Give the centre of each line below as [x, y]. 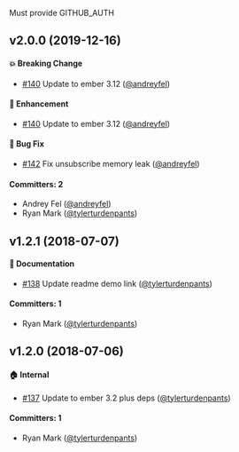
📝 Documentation [42, 264]
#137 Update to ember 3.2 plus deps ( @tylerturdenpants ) [127, 398]
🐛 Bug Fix [27, 144]
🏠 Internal [29, 374]
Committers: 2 [36, 184]
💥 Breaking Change [46, 63]
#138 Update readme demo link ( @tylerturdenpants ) [117, 283]
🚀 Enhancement [39, 104]
